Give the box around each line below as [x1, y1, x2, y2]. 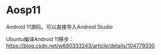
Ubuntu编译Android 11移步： [6, 35, 74, 42]
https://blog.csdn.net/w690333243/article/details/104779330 [6, 42, 155, 49]
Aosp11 [6, 3, 41, 17]
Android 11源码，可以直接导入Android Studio [6, 23, 113, 30]
